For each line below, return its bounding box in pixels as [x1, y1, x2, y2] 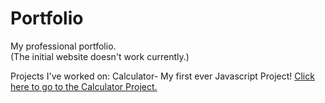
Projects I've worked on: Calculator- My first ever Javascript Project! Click [10, 70, 315, 82]
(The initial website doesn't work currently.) [10, 50, 190, 62]
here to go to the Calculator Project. [10, 80, 158, 92]
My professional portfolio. [10, 40, 117, 52]
